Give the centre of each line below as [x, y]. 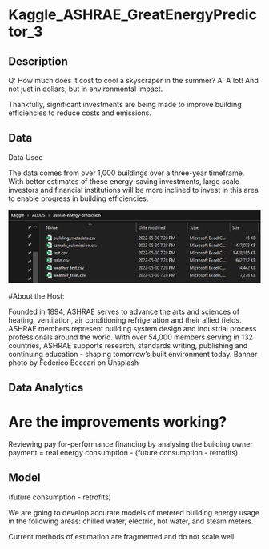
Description [38, 61]
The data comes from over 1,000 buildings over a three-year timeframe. [126, 173]
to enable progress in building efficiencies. [78, 198]
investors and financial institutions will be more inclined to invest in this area [133, 190]
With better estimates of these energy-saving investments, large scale [124, 181]
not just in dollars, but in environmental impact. [86, 89]
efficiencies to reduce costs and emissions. [80, 113]
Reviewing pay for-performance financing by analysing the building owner [131, 444]
